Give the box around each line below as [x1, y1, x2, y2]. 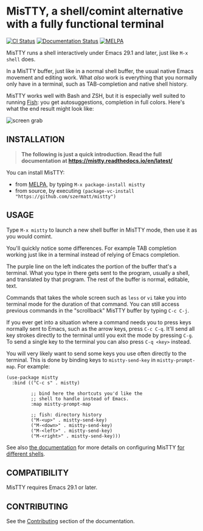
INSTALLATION [6, 134, 65, 145]
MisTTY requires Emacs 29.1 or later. [6, 484, 98, 491]
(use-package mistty [6, 374, 59, 381]
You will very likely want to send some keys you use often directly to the [6, 350, 187, 357]
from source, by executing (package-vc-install [15, 187, 135, 194]
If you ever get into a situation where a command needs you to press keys [6, 318, 191, 326]
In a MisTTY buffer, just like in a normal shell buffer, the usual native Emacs [6, 67, 194, 74]
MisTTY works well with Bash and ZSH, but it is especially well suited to [6, 92, 185, 99]
